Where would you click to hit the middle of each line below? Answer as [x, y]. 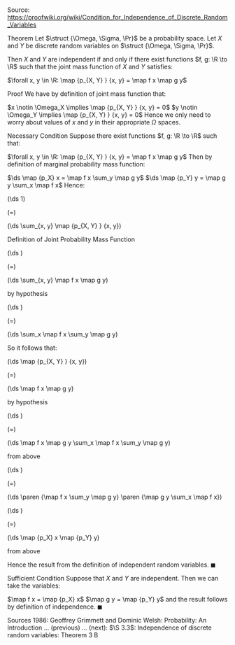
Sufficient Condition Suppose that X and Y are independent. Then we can [113, 579]
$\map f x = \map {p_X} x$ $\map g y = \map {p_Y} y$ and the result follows [117, 600]
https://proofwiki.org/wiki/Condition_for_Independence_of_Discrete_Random [117, 17]
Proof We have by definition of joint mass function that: [87, 94]
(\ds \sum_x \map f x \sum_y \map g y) [63, 334]
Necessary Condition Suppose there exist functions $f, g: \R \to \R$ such [112, 136]
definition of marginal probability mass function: [76, 164]
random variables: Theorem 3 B [53, 635]
